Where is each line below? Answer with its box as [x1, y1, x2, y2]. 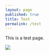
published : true [5, 12, 39, 17]
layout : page [5, 7, 32, 12]
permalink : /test [5, 21, 41, 26]
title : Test [5, 16, 30, 21]
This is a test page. [5, 35, 44, 41]
